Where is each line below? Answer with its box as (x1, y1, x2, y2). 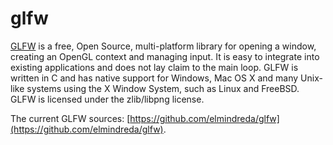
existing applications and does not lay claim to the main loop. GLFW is (10, 61, 299, 73)
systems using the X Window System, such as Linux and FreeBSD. (26, 82, 300, 94)
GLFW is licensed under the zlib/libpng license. (10, 93, 205, 105)
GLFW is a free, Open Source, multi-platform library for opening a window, (10, 40, 317, 52)
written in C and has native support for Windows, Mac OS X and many (10, 72, 299, 84)
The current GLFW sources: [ (10, 112, 131, 124)
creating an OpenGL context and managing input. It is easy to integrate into (10, 50, 320, 62)
